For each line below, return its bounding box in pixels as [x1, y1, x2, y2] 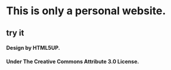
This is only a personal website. [6, 4, 166, 18]
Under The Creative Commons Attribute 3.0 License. [6, 58, 139, 65]
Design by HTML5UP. [6, 44, 61, 52]
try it [6, 28, 24, 38]
